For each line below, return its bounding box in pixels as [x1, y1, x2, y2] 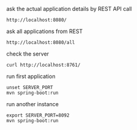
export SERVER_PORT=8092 [6, 112, 70, 118]
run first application [6, 73, 56, 80]
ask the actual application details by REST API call [6, 5, 132, 12]
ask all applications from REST [6, 27, 83, 35]
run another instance [6, 101, 59, 107]
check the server [6, 50, 50, 57]
